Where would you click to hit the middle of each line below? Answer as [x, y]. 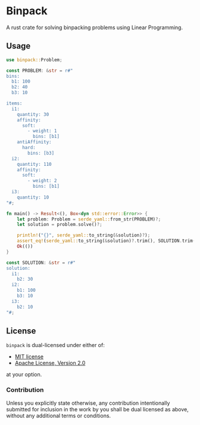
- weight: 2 [43, 181]
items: [14, 103]
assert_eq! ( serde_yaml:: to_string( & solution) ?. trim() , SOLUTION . [100, 241]
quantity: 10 [33, 197]
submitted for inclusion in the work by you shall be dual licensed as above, [98, 409]
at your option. [24, 374]
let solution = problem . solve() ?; [60, 225]
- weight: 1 [43, 131]
